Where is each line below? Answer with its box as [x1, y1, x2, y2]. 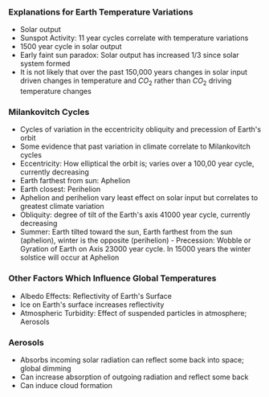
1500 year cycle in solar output [19, 42, 122, 51]
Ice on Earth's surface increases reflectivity [19, 300, 165, 309]
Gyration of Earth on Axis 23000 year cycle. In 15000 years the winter [19, 244, 251, 254]
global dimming [19, 363, 71, 373]
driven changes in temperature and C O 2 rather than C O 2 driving [19, 76, 232, 88]
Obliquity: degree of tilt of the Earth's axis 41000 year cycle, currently [19, 210, 251, 219]
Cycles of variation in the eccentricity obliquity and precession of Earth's [19, 125, 262, 134]
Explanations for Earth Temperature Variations [8, 6, 194, 18]
